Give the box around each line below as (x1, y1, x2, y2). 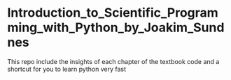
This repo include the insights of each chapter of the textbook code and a (7, 57, 220, 65)
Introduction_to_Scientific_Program (7, 5, 218, 21)
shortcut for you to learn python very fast (7, 65, 127, 73)
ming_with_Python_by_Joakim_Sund (7, 19, 225, 35)
